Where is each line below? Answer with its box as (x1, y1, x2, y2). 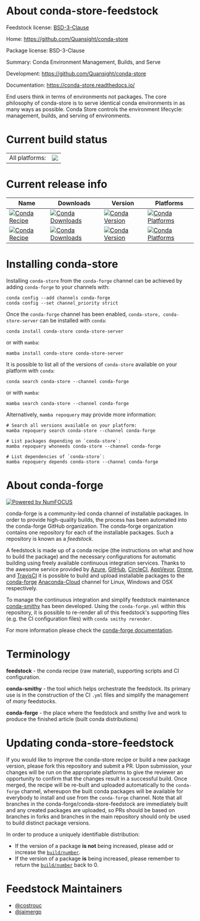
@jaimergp (14, 908, 42, 915)
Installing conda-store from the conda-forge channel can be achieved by (6, 277, 183, 284)
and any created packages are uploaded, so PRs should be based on (6, 806, 175, 813)
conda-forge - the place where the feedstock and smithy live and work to (6, 709, 187, 716)
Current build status (6, 133, 108, 146)
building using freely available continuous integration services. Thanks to (6, 559, 186, 566)
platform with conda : (6, 367, 55, 374)
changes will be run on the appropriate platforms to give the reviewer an (6, 769, 183, 776)
